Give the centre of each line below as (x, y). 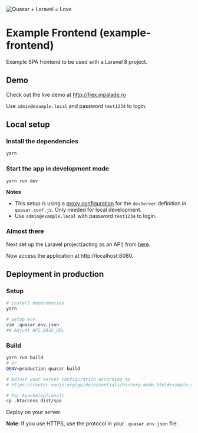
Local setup (28, 125)
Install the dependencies (42, 142)
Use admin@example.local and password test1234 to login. (77, 106)
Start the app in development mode (57, 169)
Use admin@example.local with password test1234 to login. (85, 216)
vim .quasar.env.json (33, 325)
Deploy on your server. (34, 412)
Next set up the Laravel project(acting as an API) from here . (78, 244)
